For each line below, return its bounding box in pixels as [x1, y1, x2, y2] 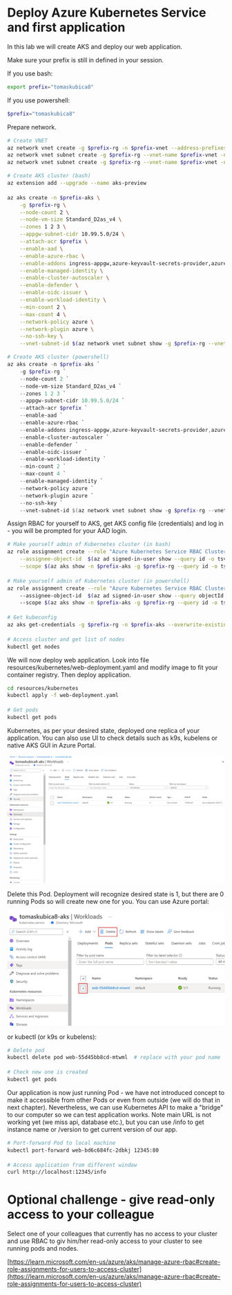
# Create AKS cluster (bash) [7, 172, 91, 179]
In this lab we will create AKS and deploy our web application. [7, 42, 183, 51]
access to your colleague [7, 1206, 155, 1222]
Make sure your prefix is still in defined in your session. [7, 55, 164, 64]
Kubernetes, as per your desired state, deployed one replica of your [7, 726, 200, 734]
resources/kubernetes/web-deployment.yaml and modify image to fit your [7, 663, 219, 671]
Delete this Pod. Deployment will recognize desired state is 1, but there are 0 [7, 890, 224, 898]
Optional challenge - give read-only [7, 1192, 215, 1208]
